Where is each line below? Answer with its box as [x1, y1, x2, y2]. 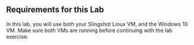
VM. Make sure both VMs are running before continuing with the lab [6, 27, 173, 34]
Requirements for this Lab [6, 5, 104, 15]
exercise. [6, 33, 29, 40]
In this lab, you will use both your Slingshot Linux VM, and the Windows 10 [6, 20, 189, 27]
